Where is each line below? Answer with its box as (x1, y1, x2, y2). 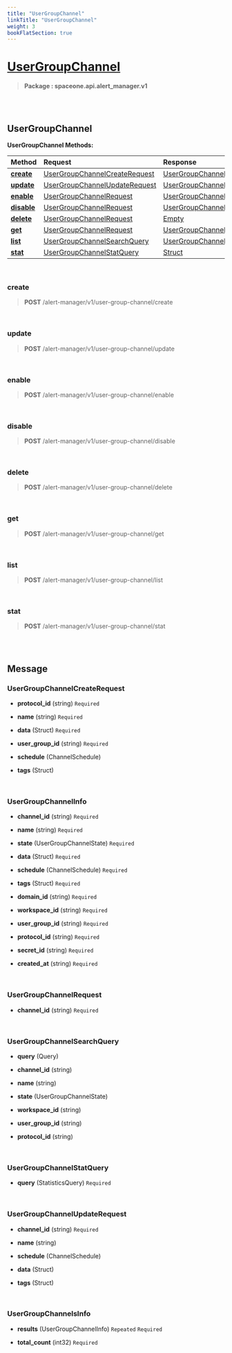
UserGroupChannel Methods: (7, 141, 94, 149)
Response (163, 157, 197, 166)
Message (7, 663, 48, 674)
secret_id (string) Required (17, 946, 94, 955)
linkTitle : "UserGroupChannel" (7, 17, 97, 23)
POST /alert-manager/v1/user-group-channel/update (23, 344, 175, 353)
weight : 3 (7, 23, 36, 30)
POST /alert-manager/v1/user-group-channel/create (23, 298, 173, 306)
